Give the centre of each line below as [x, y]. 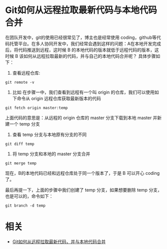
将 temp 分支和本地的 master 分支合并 [51, 154]
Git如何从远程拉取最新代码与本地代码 [81, 10]
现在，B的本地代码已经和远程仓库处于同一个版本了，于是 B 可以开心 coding [83, 173]
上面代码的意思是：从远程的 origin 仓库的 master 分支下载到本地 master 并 [81, 118]
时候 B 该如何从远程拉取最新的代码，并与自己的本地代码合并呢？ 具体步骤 [81, 56]
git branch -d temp [25, 205]
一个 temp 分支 [25, 124]
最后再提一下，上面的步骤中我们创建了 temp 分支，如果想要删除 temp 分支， [83, 190]
